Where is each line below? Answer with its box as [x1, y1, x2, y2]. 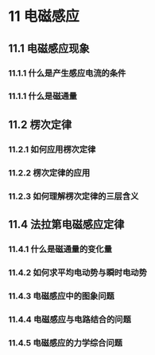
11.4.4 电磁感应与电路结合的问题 [8, 314, 131, 325]
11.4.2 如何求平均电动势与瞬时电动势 [8, 266, 147, 278]
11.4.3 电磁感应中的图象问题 [8, 290, 115, 302]
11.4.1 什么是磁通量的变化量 [8, 243, 113, 254]
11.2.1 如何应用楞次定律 [8, 144, 96, 155]
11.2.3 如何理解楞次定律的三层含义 [8, 191, 139, 202]
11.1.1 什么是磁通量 [8, 91, 78, 102]
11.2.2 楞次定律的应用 [8, 167, 91, 178]
